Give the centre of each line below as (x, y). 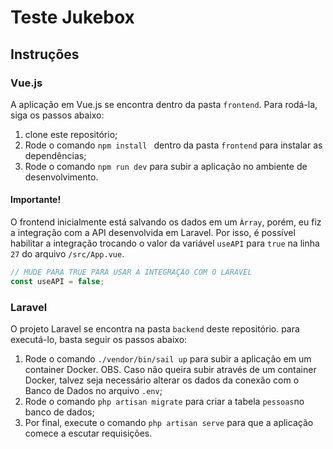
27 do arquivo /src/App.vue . (67, 254)
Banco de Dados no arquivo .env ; (93, 391)
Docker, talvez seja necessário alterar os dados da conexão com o (162, 380)
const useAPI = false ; (57, 281)
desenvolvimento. (61, 177)
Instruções (45, 54)
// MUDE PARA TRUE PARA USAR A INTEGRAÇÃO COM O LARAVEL (131, 272)
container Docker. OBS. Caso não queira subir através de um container (170, 370)
